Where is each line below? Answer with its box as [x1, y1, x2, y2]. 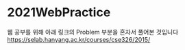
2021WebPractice [7, 5, 111, 20]
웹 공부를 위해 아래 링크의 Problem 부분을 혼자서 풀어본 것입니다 [7, 28, 179, 36]
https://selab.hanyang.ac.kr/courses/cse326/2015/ [7, 35, 151, 43]
